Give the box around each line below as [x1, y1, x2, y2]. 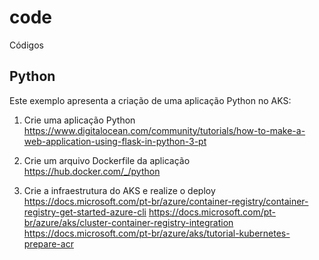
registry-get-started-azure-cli [23, 206, 147, 218]
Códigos [9, 39, 44, 51]
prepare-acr [23, 237, 74, 250]
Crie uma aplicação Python [23, 114, 136, 126]
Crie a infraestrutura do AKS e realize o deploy [23, 184, 216, 196]
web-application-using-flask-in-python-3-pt [23, 135, 207, 147]
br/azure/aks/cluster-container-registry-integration [23, 216, 234, 228]
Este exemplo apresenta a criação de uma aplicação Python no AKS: [9, 94, 292, 106]
